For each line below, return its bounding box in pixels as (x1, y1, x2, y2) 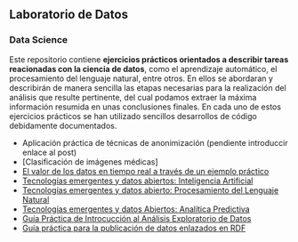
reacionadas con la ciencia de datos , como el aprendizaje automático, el (9, 63, 278, 74)
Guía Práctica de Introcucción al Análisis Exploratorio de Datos (21, 213, 252, 223)
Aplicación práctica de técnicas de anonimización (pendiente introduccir (21, 137, 288, 148)
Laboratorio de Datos (9, 7, 129, 22)
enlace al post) (21, 147, 77, 157)
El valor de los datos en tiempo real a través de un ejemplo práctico (21, 165, 270, 176)
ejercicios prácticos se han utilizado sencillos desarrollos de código (9, 110, 258, 121)
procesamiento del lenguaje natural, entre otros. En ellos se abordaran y (9, 73, 274, 84)
